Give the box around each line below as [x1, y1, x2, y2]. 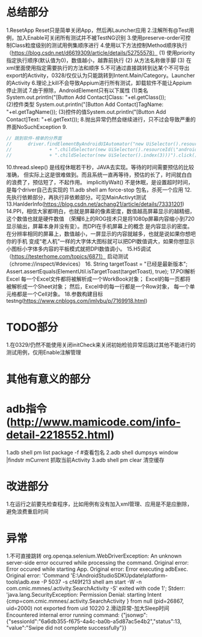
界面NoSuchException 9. [6, 123, 67, 130]
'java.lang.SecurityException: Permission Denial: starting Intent [6, 591, 162, 598]
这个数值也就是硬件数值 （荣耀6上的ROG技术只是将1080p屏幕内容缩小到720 [6, 215, 195, 223]
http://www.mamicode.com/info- [10, 415, 181, 429]
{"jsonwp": [121, 612, 148, 619]
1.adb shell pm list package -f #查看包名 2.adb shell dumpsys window [6, 449, 179, 456]
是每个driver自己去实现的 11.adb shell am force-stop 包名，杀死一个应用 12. [6, 186, 192, 193]
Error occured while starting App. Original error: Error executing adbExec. [6, 565, 188, 573]
